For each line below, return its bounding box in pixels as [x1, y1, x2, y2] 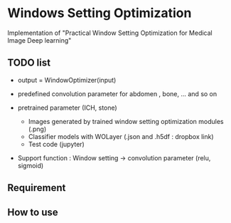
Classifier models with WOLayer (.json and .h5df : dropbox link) [28, 132, 215, 140]
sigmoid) [17, 161, 44, 170]
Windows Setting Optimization [7, 5, 192, 21]
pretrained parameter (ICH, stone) [17, 103, 117, 112]
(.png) [28, 125, 47, 133]
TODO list [7, 57, 51, 69]
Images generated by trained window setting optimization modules [28, 117, 224, 125]
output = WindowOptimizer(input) [17, 76, 117, 84]
